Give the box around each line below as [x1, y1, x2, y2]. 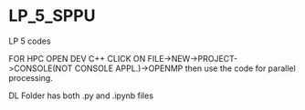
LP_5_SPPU [8, 5, 96, 26]
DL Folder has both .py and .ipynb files [8, 90, 154, 101]
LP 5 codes [8, 35, 51, 46]
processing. [8, 72, 54, 83]
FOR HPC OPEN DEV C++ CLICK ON [8, 53, 146, 64]
